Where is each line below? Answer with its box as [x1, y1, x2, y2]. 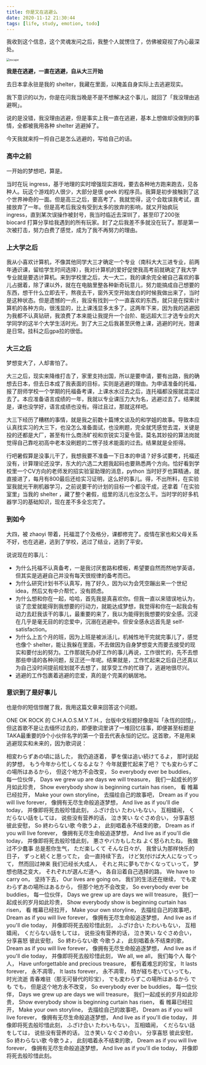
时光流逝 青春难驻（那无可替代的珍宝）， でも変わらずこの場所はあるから [6, 975, 189, 983]
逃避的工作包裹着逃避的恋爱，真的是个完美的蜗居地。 [15, 671, 150, 679]
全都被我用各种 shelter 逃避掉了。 [17, 122, 102, 130]
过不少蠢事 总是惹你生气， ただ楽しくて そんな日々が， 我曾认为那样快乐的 [6, 845, 195, 852]
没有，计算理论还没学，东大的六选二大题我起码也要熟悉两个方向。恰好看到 [6, 460, 194, 467]
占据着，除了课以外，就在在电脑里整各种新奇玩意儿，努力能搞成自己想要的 [11, 281, 200, 289]
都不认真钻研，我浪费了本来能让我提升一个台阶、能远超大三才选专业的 [17, 311, 194, 319]
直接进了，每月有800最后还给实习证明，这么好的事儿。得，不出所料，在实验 [6, 475, 199, 483]
